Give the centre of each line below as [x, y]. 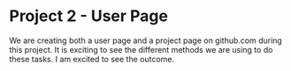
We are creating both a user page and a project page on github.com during [146, 40]
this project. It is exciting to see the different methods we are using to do [141, 49]
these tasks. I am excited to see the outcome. [92, 59]
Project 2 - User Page [88, 16]
